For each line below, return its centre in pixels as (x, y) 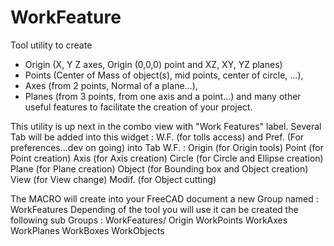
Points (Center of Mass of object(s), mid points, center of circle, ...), (164, 75)
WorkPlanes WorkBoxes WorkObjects (87, 230)
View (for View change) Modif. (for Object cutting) (113, 179)
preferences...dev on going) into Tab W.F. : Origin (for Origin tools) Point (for (167, 147)
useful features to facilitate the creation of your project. (138, 107)
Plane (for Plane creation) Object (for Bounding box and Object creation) (159, 168)
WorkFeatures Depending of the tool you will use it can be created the (154, 209)
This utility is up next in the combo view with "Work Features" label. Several (166, 126)
